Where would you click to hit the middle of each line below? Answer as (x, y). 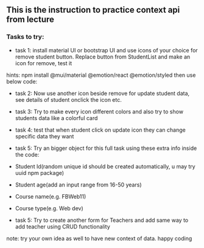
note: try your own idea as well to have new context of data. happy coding (99, 238)
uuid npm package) (40, 172)
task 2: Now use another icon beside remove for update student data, (102, 93)
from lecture (30, 20)
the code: (27, 154)
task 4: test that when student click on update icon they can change (100, 130)
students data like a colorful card (56, 118)
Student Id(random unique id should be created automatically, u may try (105, 166)
